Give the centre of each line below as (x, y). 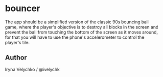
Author (16, 58)
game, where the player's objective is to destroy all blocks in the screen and (82, 27)
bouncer (23, 8)
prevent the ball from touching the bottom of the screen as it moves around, (81, 32)
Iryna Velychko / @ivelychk (32, 69)
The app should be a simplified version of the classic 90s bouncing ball (77, 22)
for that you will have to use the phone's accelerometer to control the (75, 37)
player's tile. (17, 42)
